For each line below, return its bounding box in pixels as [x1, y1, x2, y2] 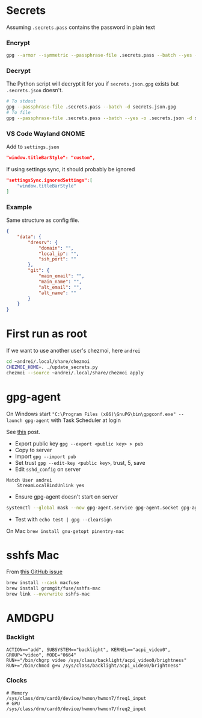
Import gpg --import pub [14, 453, 76, 460]
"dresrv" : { [28, 239, 58, 245]
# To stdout [6, 98, 36, 104]
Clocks [6, 676, 27, 685]
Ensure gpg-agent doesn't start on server [14, 493, 118, 500]
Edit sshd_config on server [14, 465, 81, 473]
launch [6, 417, 23, 424]
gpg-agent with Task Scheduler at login [25, 417, 121, 424]
